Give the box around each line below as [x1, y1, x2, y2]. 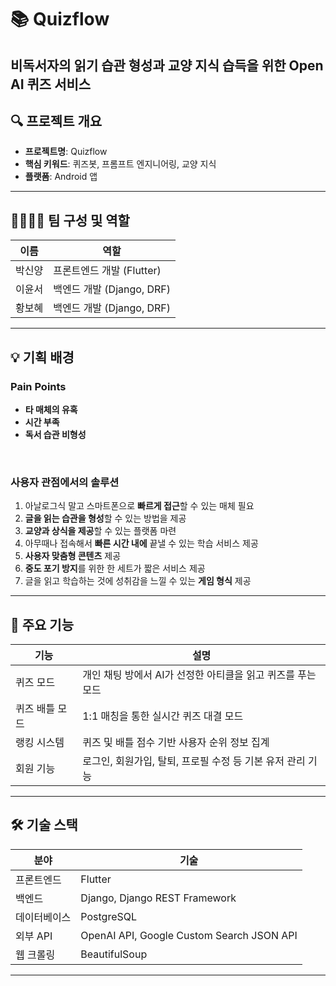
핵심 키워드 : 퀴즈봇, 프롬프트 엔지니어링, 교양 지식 [24, 158, 217, 170]
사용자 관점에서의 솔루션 [10, 475, 120, 489]
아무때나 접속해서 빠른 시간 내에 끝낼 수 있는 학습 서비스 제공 [24, 537, 259, 550]
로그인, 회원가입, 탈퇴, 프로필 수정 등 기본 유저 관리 [82, 754, 306, 768]
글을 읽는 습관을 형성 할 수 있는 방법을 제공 [24, 512, 187, 525]
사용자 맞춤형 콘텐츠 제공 [24, 550, 122, 562]
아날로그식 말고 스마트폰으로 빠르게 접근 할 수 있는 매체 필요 [24, 500, 255, 512]
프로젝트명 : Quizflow [24, 146, 108, 158]
